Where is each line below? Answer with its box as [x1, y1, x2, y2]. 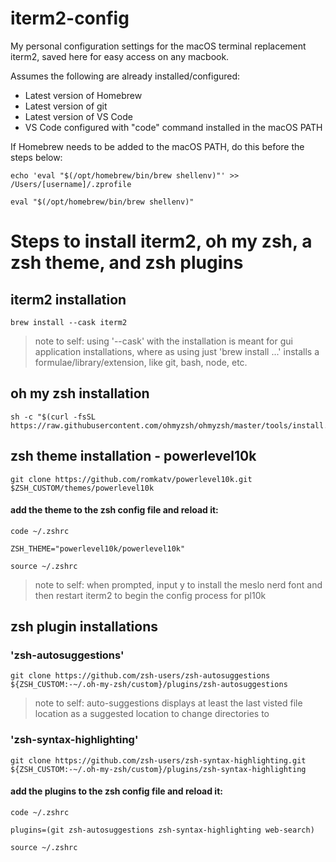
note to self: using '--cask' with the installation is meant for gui [34, 335, 293, 347]
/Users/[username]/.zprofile [10, 179, 132, 189]
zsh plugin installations [10, 618, 159, 636]
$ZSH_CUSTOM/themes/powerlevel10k [10, 483, 155, 493]
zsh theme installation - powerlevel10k [10, 448, 257, 465]
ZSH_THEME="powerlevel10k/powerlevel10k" [10, 543, 186, 554]
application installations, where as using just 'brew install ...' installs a [34, 345, 320, 357]
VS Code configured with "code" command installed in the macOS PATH [24, 121, 323, 133]
